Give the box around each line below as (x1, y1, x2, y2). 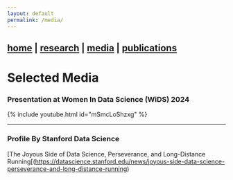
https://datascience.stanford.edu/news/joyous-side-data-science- (35, 157, 225, 165)
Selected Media (7, 70, 99, 86)
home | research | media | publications (7, 42, 178, 54)
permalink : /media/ (7, 17, 64, 24)
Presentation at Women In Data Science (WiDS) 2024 (7, 95, 190, 104)
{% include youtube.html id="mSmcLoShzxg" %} (7, 110, 148, 118)
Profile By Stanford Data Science (7, 134, 120, 144)
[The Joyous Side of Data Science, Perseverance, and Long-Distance (7, 150, 206, 158)
